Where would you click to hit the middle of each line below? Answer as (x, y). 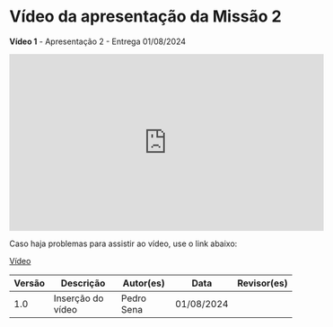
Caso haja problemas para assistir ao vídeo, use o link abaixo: (123, 243)
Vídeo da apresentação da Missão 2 (145, 17)
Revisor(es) (263, 283)
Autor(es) (144, 283)
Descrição (83, 283)
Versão (30, 283)
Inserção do (79, 298)
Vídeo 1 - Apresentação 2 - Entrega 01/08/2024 (98, 41)
